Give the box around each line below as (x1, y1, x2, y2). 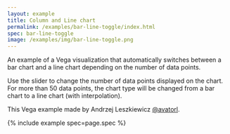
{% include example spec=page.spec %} (7, 119, 127, 127)
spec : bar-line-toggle (7, 29, 74, 37)
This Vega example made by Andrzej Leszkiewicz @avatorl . (7, 105, 180, 114)
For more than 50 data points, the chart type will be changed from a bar (7, 84, 215, 93)
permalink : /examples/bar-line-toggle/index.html (7, 23, 156, 30)
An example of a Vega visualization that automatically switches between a (7, 55, 222, 64)
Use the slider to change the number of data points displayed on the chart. (7, 76, 224, 85)
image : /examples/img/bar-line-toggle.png (7, 36, 134, 43)
